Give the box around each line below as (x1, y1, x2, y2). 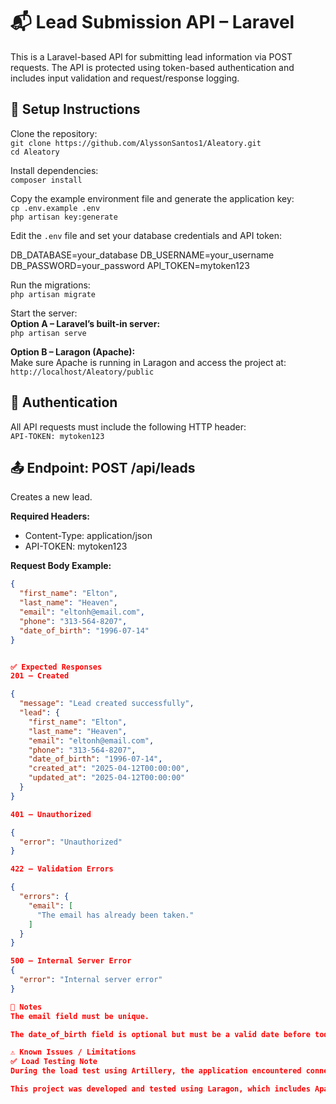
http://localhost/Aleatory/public (10, 367, 155, 377)
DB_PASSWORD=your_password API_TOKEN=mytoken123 (10, 259, 250, 271)
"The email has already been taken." (36, 910, 195, 920)
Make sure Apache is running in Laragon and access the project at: (10, 356, 287, 368)
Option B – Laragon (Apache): (10, 345, 136, 358)
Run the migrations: (10, 279, 91, 291)
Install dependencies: (10, 164, 99, 176)
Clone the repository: (10, 127, 98, 139)
